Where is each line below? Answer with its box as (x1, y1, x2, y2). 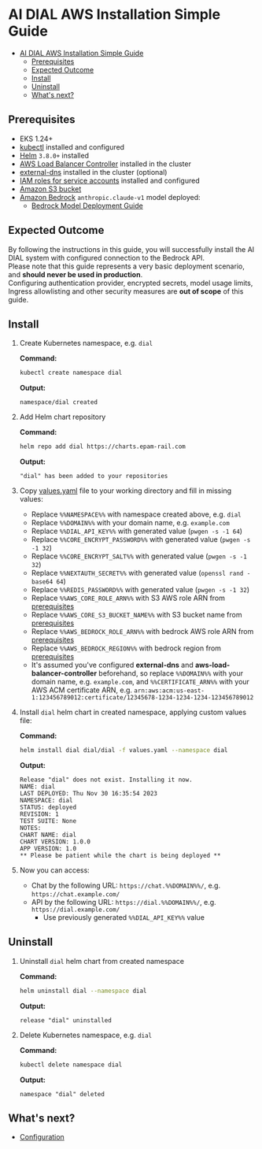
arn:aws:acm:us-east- (133, 687, 205, 695)
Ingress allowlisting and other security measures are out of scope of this (8, 286, 244, 296)
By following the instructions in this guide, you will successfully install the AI (8, 244, 255, 254)
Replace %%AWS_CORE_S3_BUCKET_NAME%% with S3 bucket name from (31, 610, 242, 620)
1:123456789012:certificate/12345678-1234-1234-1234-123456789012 (31, 694, 254, 702)
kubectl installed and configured (19, 142, 124, 151)
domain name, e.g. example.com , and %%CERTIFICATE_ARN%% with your (31, 677, 250, 687)
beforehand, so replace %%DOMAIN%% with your (98, 669, 244, 678)
